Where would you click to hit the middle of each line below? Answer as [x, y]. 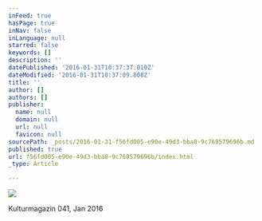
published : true [35, 149]
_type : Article [33, 164]
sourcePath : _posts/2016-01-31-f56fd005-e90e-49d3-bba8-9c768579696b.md [131, 142]
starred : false [33, 45]
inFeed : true [30, 16]
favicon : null [39, 134]
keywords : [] [30, 53]
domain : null [37, 120]
